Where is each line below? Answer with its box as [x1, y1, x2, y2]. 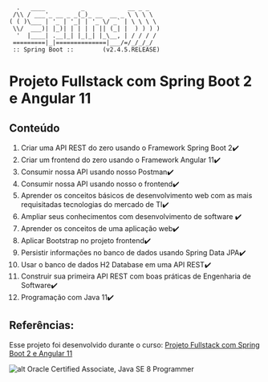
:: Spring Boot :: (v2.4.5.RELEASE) [12, 46, 160, 54]
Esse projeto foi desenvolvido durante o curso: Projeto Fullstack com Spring [9, 339, 260, 349]
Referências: [9, 319, 75, 332]
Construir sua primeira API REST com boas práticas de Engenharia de [20, 271, 251, 281]
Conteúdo [9, 121, 60, 135]
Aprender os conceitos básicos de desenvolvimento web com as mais [20, 191, 253, 200]
